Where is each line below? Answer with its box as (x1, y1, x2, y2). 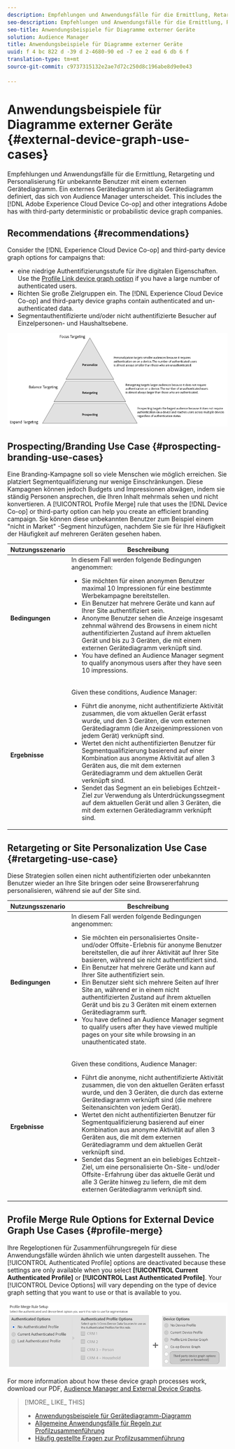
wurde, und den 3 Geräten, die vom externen (81, 717, 211, 725)
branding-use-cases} (7, 451, 104, 463)
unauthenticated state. (81, 1038, 147, 1046)
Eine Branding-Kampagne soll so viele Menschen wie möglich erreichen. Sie (7, 470, 227, 479)
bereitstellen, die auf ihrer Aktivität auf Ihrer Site (81, 948, 219, 957)
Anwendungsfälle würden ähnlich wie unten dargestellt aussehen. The (7, 1250, 210, 1259)
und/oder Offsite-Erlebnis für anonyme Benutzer (81, 941, 222, 949)
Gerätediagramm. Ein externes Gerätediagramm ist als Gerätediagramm (7, 185, 213, 193)
